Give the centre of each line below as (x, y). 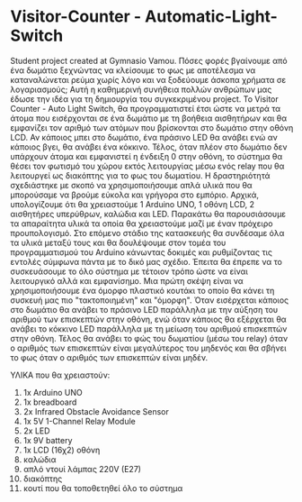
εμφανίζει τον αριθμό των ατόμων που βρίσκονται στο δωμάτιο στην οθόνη (152, 127)
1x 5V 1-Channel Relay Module (79, 421)
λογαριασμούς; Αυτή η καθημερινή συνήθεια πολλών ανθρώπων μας (141, 89)
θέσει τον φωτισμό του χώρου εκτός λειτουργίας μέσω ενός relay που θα (147, 166)
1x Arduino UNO (53, 392)
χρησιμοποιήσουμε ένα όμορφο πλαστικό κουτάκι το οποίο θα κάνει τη (142, 290)
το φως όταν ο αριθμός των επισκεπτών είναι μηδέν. (109, 357)
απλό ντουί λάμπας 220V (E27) (82, 469)
